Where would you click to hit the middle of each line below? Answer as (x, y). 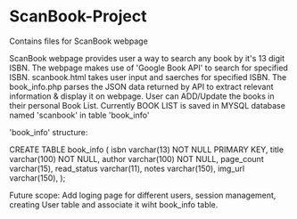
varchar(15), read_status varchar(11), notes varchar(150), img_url (127, 168)
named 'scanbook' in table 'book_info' (79, 115)
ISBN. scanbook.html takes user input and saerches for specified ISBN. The (148, 77)
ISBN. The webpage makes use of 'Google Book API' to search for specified (148, 68)
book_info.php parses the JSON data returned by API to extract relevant (141, 86)
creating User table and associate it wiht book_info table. (114, 204)
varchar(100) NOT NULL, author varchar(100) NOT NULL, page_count (137, 158)
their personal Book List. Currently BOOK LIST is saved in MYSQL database (147, 105)
